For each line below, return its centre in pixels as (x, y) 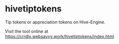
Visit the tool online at (27, 31)
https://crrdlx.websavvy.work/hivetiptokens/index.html (59, 36)
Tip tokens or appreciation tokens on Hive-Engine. (55, 22)
